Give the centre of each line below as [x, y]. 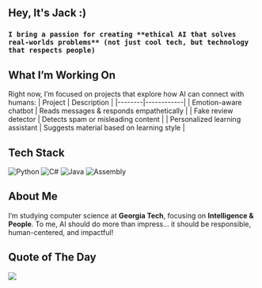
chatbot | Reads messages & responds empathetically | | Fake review [121, 111]
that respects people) [52, 50]
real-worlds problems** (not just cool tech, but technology [129, 42]
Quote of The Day [52, 258]
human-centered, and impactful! [61, 232]
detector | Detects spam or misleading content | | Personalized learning [125, 119]
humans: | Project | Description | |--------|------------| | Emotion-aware [125, 103]
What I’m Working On [62, 75]
